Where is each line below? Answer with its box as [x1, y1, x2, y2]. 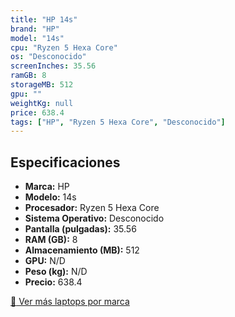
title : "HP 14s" [10, 14, 78, 25]
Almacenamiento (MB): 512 [24, 244, 140, 256]
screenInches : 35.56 [10, 61, 97, 71]
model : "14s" [10, 33, 65, 43]
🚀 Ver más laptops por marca [10, 296, 130, 308]
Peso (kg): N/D [24, 266, 88, 278]
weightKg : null [10, 98, 74, 108]
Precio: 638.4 [24, 276, 83, 288]
